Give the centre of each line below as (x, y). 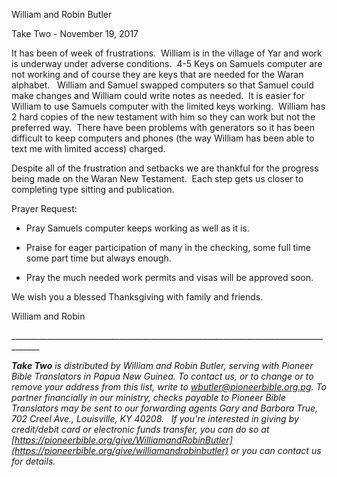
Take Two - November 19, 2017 (75, 33)
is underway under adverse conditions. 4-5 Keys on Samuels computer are (167, 63)
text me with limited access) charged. (88, 148)
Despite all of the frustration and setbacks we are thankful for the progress (165, 168)
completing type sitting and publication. (93, 189)
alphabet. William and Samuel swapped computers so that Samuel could (162, 85)
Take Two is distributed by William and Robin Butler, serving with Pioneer (162, 365)
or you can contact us (276, 450)
